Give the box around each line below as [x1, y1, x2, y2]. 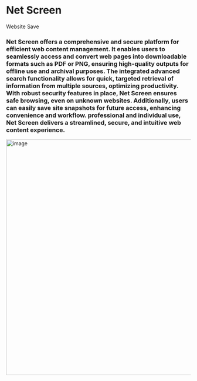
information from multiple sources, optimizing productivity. [6, 82, 179, 90]
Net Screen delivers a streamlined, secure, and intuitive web [6, 118, 182, 126]
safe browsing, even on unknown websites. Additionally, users [6, 96, 189, 105]
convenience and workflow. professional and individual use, [6, 111, 181, 119]
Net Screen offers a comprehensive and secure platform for [6, 38, 179, 46]
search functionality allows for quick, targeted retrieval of [6, 74, 174, 82]
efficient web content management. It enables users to [6, 45, 165, 53]
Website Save [6, 23, 39, 30]
